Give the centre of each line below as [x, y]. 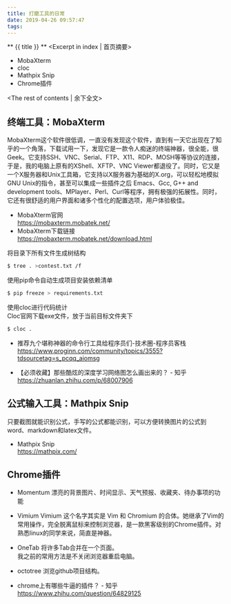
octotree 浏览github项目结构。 [60, 571]
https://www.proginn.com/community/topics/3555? [90, 351]
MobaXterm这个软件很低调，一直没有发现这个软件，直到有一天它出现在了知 [114, 140]
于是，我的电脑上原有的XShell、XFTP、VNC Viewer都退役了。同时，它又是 [114, 166]
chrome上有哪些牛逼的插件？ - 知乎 [68, 586]
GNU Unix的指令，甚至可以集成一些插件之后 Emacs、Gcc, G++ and [103, 183]
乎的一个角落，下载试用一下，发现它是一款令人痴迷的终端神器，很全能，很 [113, 148]
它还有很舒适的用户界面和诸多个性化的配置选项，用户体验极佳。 [98, 200]
